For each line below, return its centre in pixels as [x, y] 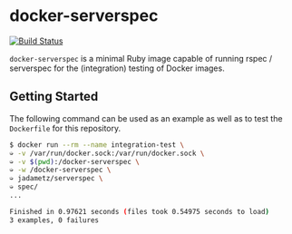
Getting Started [54, 97]
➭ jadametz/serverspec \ [56, 179]
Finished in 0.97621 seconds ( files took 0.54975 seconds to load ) [140, 211]
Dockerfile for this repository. [65, 128]
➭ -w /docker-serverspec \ [60, 170]
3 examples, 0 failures [54, 220]
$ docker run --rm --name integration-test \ [97, 145]
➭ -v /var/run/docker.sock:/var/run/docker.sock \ [107, 153]
